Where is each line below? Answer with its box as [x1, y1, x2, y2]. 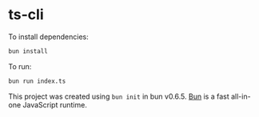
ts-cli [8, 6, 44, 24]
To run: [8, 61, 32, 71]
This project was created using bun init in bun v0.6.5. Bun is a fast [8, 92, 229, 101]
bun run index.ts [8, 77, 66, 85]
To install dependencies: [8, 32, 90, 41]
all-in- [230, 92, 251, 101]
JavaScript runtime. [22, 99, 88, 109]
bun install [8, 47, 48, 55]
